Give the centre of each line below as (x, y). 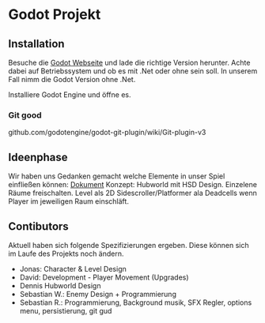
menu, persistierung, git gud (66, 310)
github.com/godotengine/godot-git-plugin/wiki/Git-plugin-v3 (107, 133)
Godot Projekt (55, 15)
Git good (25, 115)
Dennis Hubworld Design (60, 285)
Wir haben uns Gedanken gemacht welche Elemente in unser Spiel (117, 176)
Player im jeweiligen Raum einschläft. (68, 201)
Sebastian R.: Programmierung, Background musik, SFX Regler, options (136, 302)
